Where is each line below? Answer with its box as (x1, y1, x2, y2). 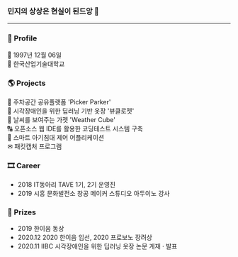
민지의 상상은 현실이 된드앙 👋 (7, 6, 99, 16)
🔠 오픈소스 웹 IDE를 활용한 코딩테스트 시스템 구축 (7, 124, 143, 133)
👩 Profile (7, 33, 38, 43)
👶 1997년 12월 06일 (7, 50, 62, 59)
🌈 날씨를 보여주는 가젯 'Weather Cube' (7, 115, 115, 124)
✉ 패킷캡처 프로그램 (7, 142, 62, 151)
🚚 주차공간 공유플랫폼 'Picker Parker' (7, 97, 111, 106)
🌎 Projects (7, 78, 46, 88)
